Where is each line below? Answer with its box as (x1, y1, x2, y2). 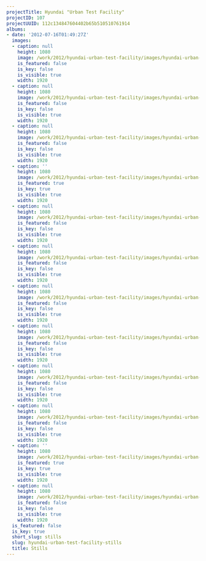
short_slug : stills (12, 534, 62, 540)
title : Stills (12, 546, 48, 552)
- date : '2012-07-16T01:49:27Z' (6, 32, 89, 38)
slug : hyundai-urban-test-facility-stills (12, 540, 122, 546)
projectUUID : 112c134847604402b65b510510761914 (6, 20, 131, 26)
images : (12, 37, 32, 44)
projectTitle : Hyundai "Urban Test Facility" (6, 9, 124, 15)
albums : (6, 26, 26, 33)
